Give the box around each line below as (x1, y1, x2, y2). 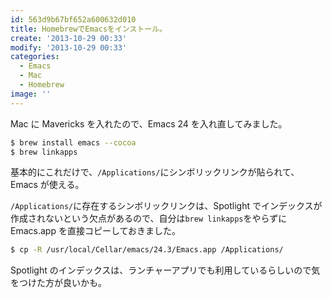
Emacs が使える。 (10, 179, 85, 191)
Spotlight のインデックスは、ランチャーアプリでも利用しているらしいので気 (10, 264, 321, 276)
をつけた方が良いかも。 (10, 277, 107, 289)
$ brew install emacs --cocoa (10, 137, 137, 148)
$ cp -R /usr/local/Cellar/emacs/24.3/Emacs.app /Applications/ (10, 245, 284, 255)
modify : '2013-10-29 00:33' (10, 42, 128, 53)
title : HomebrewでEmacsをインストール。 (10, 24, 167, 34)
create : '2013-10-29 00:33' (10, 33, 128, 43)
